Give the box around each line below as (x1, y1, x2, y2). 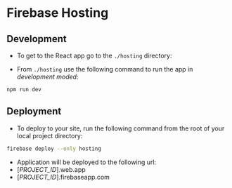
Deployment (6, 105, 62, 117)
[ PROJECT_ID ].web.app (16, 165, 86, 173)
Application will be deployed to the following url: (16, 158, 156, 166)
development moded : (16, 72, 79, 81)
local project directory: (16, 131, 83, 140)
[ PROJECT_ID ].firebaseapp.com (16, 173, 110, 181)
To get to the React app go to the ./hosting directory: (16, 51, 172, 60)
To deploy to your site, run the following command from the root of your (16, 124, 225, 133)
